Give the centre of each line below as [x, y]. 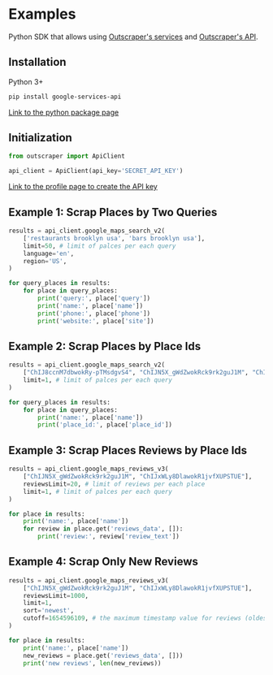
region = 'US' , [45, 261]
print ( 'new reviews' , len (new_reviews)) [92, 663]
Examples [42, 14]
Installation [37, 62]
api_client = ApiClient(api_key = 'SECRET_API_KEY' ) [96, 171]
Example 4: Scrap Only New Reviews [104, 562]
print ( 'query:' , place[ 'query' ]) [94, 298]
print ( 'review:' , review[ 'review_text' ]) [109, 537]
